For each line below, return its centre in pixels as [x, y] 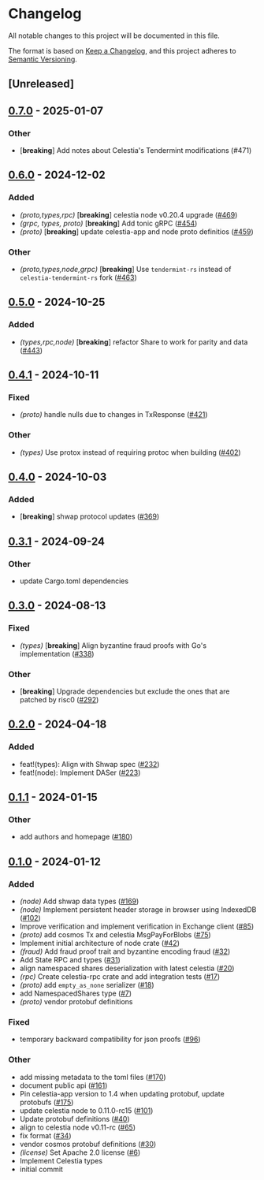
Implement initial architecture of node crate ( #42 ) [99, 944]
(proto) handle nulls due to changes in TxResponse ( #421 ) [113, 415]
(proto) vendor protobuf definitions [76, 1002]
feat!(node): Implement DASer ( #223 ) [80, 772]
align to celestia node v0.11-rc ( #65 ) [78, 1127]
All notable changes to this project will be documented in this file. [114, 35]
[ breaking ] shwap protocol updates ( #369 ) [89, 516]
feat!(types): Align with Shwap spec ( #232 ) [89, 764]
